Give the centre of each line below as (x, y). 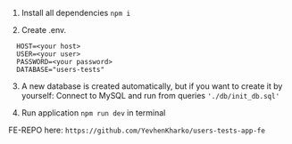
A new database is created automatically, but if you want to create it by (152, 86)
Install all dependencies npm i (76, 13)
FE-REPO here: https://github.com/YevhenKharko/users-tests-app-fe (137, 130)
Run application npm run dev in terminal (93, 113)
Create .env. (44, 30)
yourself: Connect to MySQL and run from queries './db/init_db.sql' (150, 96)
